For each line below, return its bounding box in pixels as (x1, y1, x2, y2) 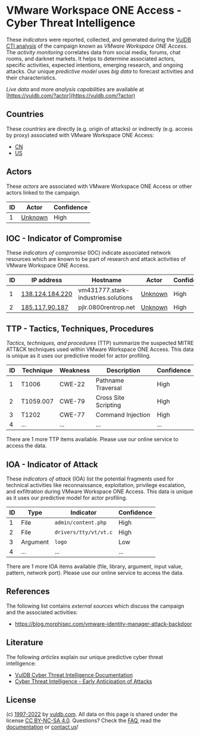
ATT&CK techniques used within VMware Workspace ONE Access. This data (6, 346, 194, 353)
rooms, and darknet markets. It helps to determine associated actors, (6, 55, 176, 62)
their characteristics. (6, 74, 57, 81)
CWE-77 (59, 411, 85, 419)
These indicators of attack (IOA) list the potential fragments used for (6, 475, 174, 482)
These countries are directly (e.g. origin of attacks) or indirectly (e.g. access (6, 125, 193, 132)
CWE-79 (59, 398, 85, 406)
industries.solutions (78, 294, 133, 302)
